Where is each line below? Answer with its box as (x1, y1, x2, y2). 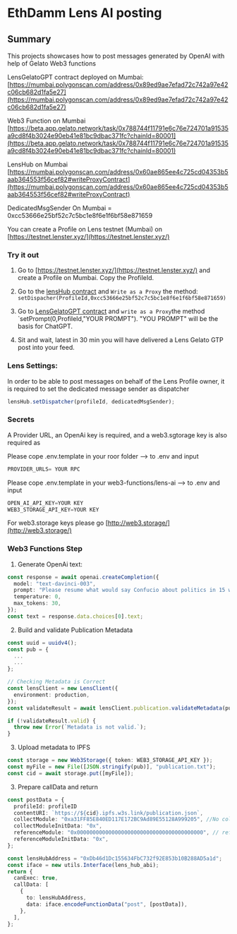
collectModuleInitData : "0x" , (13, 823, 102, 830)
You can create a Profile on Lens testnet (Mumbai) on (7, 225, 162, 233)
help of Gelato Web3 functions (7, 59, 97, 68)
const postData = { (7, 796, 65, 803)
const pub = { (7, 645, 49, 653)
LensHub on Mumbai (7, 160, 68, 169)
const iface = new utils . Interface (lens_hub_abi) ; (7, 861, 159, 868)
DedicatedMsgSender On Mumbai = (7, 204, 112, 212)
